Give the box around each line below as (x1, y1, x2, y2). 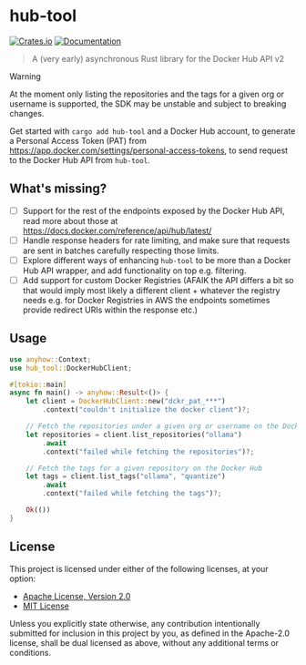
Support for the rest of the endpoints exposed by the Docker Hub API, (22, 205, 285, 216)
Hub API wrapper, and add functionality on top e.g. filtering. (22, 265, 247, 276)
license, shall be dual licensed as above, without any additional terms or (9, 637, 280, 648)
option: (9, 573, 36, 584)
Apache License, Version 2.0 (22, 590, 131, 601)
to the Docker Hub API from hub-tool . (9, 154, 150, 165)
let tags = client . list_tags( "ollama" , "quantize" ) (25, 472, 226, 481)
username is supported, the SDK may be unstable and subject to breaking (9, 97, 287, 109)
